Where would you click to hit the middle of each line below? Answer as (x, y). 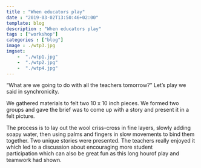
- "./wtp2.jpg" (38, 62)
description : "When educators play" (54, 29)
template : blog (25, 23)
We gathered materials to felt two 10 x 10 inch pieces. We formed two (93, 103)
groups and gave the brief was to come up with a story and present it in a (98, 110)
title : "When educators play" (46, 12)
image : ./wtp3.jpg (31, 46)
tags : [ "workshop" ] (32, 34)
